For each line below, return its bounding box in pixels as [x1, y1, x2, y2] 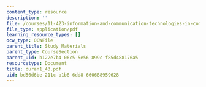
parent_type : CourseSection [6, 49, 78, 55]
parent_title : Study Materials [6, 43, 86, 50]
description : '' [6, 15, 48, 21]
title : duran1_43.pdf [6, 66, 62, 72]
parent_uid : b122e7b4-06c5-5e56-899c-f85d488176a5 [6, 55, 139, 61]
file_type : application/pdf [6, 26, 78, 32]
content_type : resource [6, 9, 67, 15]
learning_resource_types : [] [6, 32, 81, 38]
